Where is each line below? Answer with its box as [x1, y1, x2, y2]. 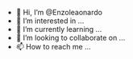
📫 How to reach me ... [15, 42, 91, 51]
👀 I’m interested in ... [15, 16, 85, 26]
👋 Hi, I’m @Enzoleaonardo [15, 8, 103, 17]
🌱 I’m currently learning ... [15, 25, 102, 33]
